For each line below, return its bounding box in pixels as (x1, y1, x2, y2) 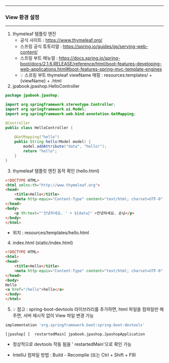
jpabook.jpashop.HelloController (12, 83, 80, 89)
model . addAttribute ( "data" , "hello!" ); (23, 144, 107, 149)
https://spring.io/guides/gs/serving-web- (62, 43, 148, 49)
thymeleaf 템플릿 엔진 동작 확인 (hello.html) (12, 167, 100, 174)
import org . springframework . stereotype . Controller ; (5, 102, 116, 107)
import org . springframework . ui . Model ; (5, 107, 87, 112)
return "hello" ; (23, 149, 57, 154)
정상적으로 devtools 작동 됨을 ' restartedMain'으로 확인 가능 (12, 341, 132, 347)
